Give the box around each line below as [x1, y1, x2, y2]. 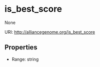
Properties [4, 43, 38, 52]
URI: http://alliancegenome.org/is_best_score [4, 29, 96, 35]
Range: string [11, 56, 39, 62]
